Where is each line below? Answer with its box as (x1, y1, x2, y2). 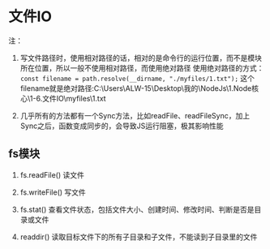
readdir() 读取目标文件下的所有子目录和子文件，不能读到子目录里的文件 (19, 232, 258, 242)
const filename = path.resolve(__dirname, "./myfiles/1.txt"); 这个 (19, 73, 255, 83)
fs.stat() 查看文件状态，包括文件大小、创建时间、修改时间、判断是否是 (19, 204, 255, 214)
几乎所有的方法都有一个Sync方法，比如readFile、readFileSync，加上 (19, 110, 250, 120)
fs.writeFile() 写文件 (19, 187, 87, 197)
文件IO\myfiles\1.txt (41, 93, 107, 103)
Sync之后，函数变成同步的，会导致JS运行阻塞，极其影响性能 (19, 121, 224, 131)
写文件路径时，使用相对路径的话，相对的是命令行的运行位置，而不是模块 (19, 53, 262, 62)
